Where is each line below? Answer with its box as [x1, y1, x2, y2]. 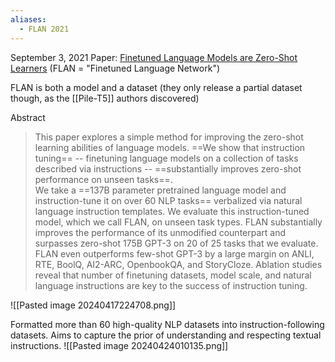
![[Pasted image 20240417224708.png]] [10, 299, 177, 311]
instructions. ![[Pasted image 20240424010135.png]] [10, 339, 229, 351]
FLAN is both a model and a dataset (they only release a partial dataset [10, 81, 303, 93]
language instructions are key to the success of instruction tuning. [34, 279, 308, 291]
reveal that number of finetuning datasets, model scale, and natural [34, 269, 312, 281]
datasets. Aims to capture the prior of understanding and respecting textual [10, 329, 322, 341]
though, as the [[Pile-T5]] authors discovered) [10, 92, 200, 104]
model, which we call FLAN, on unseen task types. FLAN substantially [34, 216, 323, 228]
